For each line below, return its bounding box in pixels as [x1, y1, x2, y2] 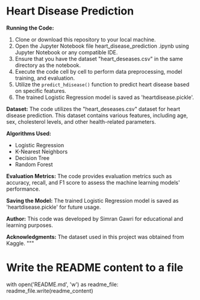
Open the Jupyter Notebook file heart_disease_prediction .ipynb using [14, 42, 189, 49]
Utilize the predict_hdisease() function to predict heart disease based [14, 80, 190, 88]
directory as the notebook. [14, 62, 81, 69]
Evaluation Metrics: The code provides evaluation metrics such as [6, 172, 172, 179]
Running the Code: [6, 24, 54, 31]
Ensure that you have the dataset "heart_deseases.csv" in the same [14, 55, 183, 62]
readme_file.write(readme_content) [6, 287, 93, 294]
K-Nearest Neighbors [14, 148, 68, 155]
